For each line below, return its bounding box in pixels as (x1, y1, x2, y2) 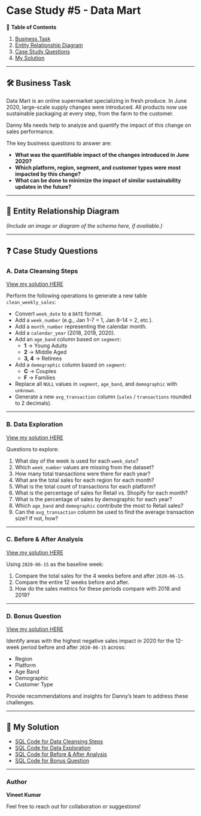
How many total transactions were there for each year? (14, 470, 151, 477)
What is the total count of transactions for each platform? (14, 483, 156, 490)
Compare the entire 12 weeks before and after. (14, 578, 130, 586)
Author (6, 778, 28, 786)
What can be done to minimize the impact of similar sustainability (14, 177, 181, 184)
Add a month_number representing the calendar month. (14, 323, 147, 330)
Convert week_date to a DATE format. (14, 310, 103, 317)
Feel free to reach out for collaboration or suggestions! (6, 803, 141, 810)
